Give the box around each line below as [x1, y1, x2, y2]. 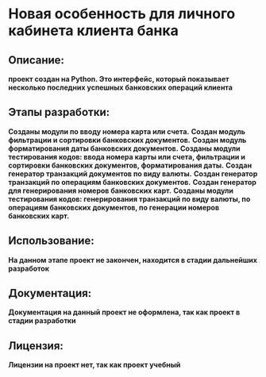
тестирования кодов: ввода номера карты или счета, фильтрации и [8, 152, 246, 161]
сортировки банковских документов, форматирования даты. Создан [8, 160, 253, 170]
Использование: [8, 234, 94, 248]
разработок [8, 264, 50, 273]
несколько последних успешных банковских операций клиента [8, 83, 233, 92]
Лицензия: [8, 339, 64, 352]
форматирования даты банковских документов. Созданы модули [8, 144, 241, 153]
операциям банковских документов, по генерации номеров [8, 202, 220, 212]
